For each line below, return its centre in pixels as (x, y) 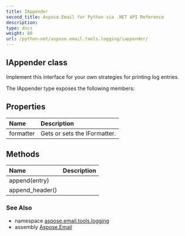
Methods (23, 154)
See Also (19, 208)
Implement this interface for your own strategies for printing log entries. (92, 77)
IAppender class (37, 63)
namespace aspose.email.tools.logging (62, 221)
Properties (26, 107)
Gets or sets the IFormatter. (78, 133)
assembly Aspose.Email (43, 227)
